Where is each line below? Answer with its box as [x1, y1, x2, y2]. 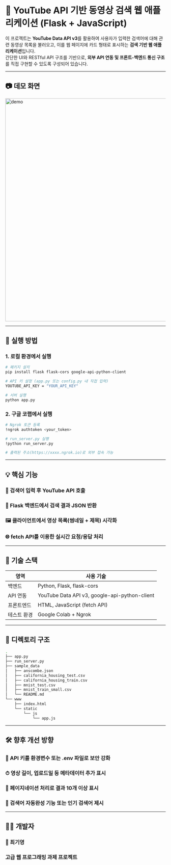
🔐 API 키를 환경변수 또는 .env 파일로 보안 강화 [5, 754, 110, 762]
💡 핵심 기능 [5, 470, 38, 479]
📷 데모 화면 [5, 82, 40, 91]
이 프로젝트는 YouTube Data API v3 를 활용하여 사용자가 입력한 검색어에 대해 [5, 35, 158, 41]
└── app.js [32, 716, 56, 721]
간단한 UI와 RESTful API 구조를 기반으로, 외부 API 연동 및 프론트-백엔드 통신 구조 [5, 54, 165, 60]
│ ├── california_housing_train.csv [5, 677, 88, 683]
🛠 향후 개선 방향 [5, 736, 54, 744]
